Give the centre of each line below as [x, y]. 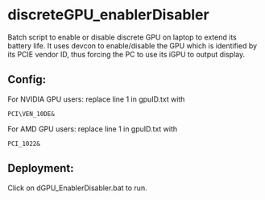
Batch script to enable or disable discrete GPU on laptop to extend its [122, 37]
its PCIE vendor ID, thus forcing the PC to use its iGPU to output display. [126, 54]
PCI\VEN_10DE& [31, 114]
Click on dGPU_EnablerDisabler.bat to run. [77, 188]
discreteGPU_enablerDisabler [109, 15]
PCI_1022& [24, 144]
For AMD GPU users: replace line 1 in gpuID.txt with [93, 129]
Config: [27, 79]
